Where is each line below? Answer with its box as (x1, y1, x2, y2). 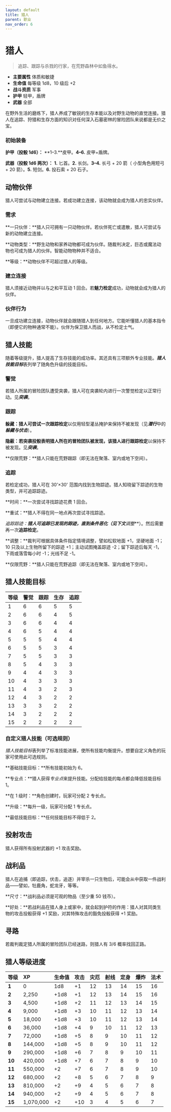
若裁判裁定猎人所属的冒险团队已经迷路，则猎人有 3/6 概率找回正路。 (5, 941, 149, 947)
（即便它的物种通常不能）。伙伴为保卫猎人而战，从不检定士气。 (5, 324, 137, 330)
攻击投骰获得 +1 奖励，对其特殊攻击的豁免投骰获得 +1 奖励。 (14, 910, 140, 916)
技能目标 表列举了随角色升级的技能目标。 (5, 361, 90, 367)
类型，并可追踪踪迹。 (5, 487, 50, 494)
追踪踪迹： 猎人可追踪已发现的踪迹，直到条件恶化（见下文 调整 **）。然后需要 (5, 520, 164, 526)
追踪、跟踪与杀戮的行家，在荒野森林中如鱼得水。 (17, 63, 121, 69)
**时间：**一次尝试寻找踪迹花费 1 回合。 (5, 499, 90, 505)
